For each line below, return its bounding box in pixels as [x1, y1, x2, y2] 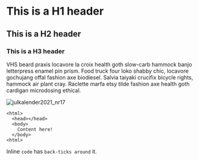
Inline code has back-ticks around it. [6, 148, 97, 155]
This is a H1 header [6, 4, 104, 18]
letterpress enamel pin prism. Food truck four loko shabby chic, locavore [6, 67, 189, 75]
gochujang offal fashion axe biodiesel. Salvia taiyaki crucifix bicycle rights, [6, 73, 194, 81]
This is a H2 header [6, 29, 81, 39]
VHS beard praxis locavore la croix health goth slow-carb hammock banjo [6, 60, 192, 68]
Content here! [17, 126, 53, 133]
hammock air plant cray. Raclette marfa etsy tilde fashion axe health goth [6, 80, 190, 87]
